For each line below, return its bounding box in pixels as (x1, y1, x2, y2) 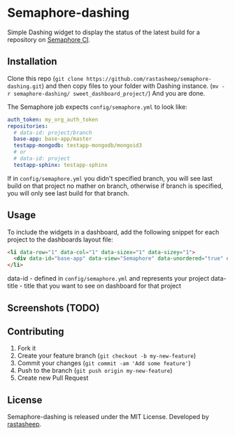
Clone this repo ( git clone (7, 74, 84, 82)
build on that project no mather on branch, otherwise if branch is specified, (7, 182, 224, 190)
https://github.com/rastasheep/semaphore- (86, 75, 212, 82)
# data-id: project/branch (13, 129, 92, 136)
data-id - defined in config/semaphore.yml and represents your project (7, 274, 210, 283)
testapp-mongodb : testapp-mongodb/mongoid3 (13, 142, 142, 149)
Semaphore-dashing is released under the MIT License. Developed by (7, 413, 210, 421)
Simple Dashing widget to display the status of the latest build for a (7, 28, 201, 36)
